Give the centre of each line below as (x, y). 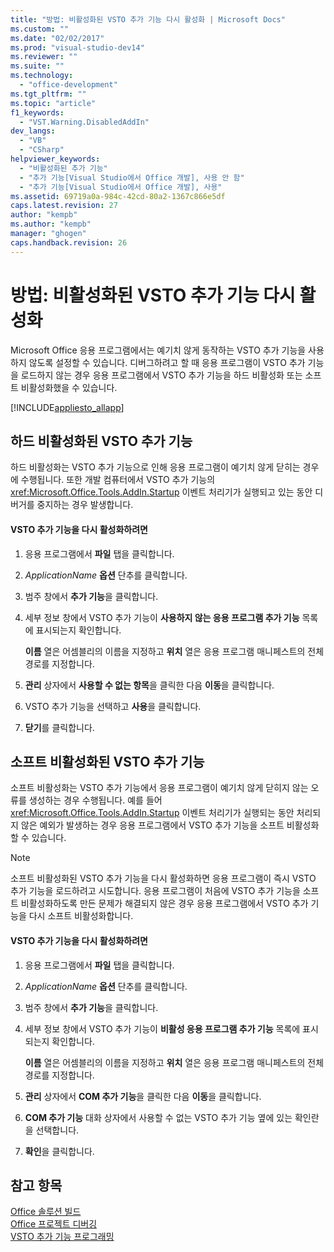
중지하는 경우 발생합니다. (85, 505)
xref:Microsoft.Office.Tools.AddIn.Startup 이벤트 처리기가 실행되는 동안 (152, 813)
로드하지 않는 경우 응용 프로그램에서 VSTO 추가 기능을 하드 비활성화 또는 (161, 375)
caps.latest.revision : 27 (64, 206)
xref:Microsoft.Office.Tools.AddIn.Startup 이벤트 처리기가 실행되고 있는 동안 (161, 492)
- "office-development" (68, 85)
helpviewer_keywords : (55, 159)
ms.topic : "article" (53, 103)
